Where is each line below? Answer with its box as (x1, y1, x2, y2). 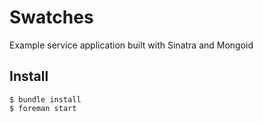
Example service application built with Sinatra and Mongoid (9, 39, 254, 51)
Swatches (9, 6, 94, 29)
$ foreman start (9, 103, 77, 113)
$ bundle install (9, 94, 82, 105)
